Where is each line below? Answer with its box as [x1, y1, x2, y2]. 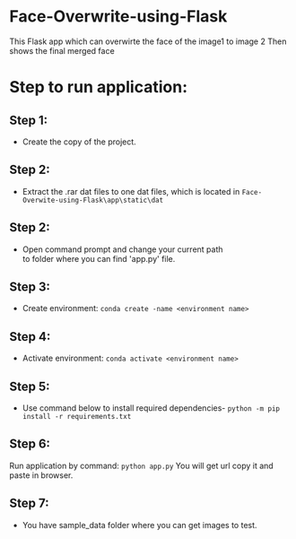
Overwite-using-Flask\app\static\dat [22, 196, 164, 204]
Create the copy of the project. [22, 136, 136, 147]
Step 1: [9, 112, 48, 127]
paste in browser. [9, 469, 74, 481]
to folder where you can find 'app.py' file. [22, 253, 176, 264]
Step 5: [9, 378, 51, 394]
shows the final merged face [9, 45, 115, 56]
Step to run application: [9, 77, 188, 98]
